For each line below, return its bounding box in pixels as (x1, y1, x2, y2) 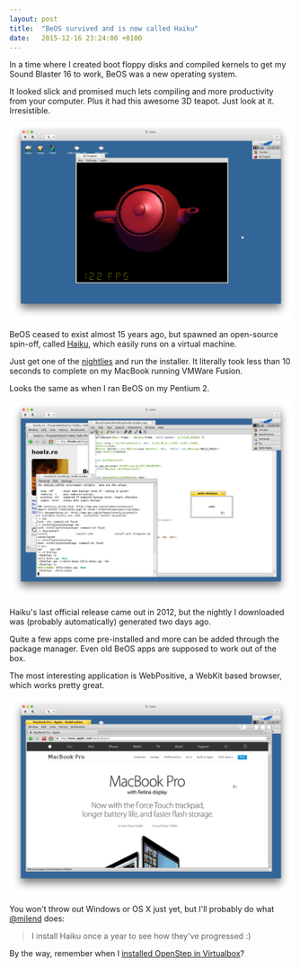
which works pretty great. (9, 680, 105, 691)
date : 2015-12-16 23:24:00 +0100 (9, 33, 143, 42)
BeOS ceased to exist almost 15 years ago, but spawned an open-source (9, 329, 278, 340)
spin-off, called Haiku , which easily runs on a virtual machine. (9, 338, 237, 350)
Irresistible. (9, 105, 51, 116)
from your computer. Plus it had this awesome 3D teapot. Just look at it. (9, 95, 275, 107)
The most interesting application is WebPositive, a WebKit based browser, (9, 670, 283, 681)
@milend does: (9, 913, 66, 924)
